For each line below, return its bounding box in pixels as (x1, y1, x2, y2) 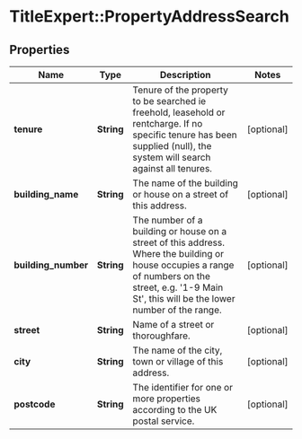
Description (160, 69, 211, 81)
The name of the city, (132, 344, 223, 356)
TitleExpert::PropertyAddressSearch (9, 6, 289, 27)
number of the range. (132, 303, 222, 316)
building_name (13, 189, 79, 200)
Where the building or (132, 248, 225, 259)
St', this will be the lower (132, 293, 235, 304)
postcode (13, 398, 56, 410)
